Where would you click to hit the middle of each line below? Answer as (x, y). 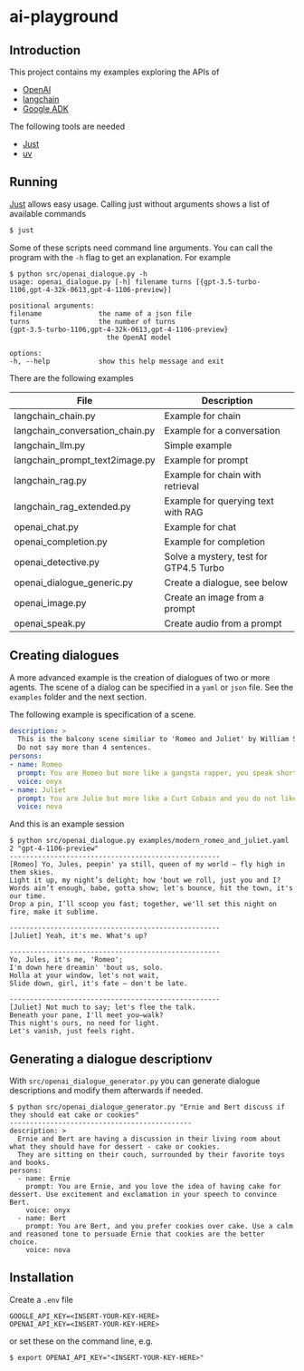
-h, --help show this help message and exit (117, 361)
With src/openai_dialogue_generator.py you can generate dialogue (135, 1081)
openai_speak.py (50, 623)
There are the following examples (71, 377)
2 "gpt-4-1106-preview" (54, 849)
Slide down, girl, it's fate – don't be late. (99, 984)
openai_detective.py (57, 562)
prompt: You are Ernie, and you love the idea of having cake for (153, 1187)
